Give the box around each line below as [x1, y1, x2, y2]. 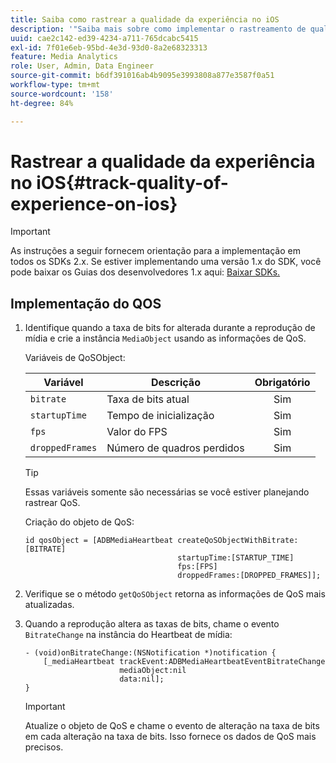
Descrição [150, 376, 201, 390]
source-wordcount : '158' [10, 89, 114, 99]
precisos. [24, 741, 64, 753]
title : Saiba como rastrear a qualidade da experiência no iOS [10, 14, 280, 25]
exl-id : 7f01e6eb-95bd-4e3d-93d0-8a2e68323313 [10, 42, 208, 53]
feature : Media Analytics [10, 52, 118, 62]
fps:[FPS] [177, 562, 218, 572]
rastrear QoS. [24, 497, 81, 509]
